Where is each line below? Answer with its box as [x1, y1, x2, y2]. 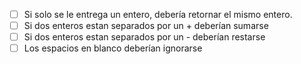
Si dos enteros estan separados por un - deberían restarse [23, 31, 266, 43]
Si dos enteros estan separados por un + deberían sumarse [23, 20, 269, 32]
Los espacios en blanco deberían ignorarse [23, 42, 203, 54]
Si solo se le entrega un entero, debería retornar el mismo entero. [23, 9, 293, 20]
